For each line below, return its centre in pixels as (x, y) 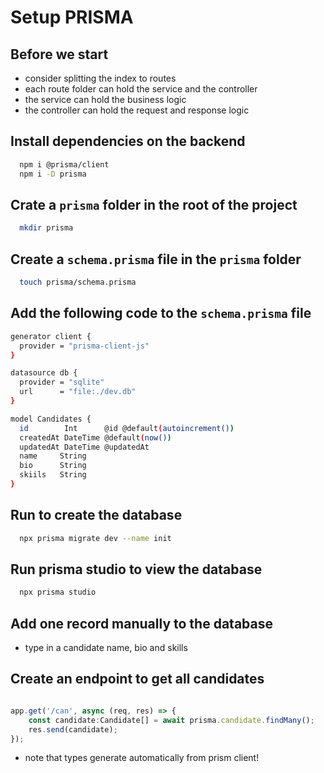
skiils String (53, 475)
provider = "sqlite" (62, 382)
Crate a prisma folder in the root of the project (154, 204)
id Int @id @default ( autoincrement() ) (127, 428)
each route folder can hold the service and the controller (141, 89)
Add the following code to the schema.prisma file (161, 313)
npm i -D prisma (53, 174)
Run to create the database (96, 515)
